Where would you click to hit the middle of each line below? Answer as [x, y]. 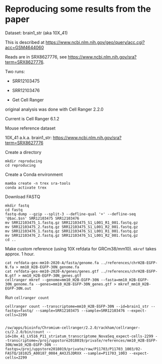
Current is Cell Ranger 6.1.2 [32, 118]
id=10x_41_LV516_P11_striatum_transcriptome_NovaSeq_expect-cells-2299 [79, 336]
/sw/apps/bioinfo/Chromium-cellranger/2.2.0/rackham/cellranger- [72, 327]
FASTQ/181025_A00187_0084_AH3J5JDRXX [43, 353]
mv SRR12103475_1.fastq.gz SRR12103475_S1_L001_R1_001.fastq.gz [72, 223]
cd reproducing [20, 165]
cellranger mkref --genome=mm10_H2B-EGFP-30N [52, 280]
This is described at [25, 42]
